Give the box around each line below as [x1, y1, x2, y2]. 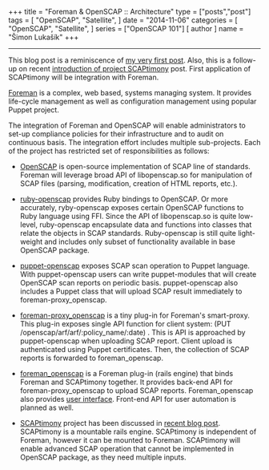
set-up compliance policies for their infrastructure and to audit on [8, 129, 224, 139]
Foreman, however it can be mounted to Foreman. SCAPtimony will [19, 436, 241, 444]
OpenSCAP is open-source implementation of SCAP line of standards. [19, 162, 251, 171]
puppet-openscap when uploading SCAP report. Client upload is [19, 336, 233, 346]
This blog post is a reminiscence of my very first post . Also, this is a [8, 55, 231, 65]
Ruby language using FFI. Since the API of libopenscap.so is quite [19, 212, 237, 221]
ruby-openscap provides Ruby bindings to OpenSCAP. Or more [19, 194, 228, 204]
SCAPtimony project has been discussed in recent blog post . [19, 419, 221, 427]
